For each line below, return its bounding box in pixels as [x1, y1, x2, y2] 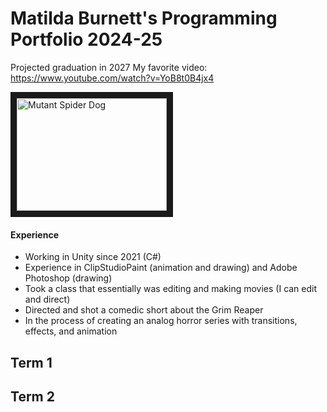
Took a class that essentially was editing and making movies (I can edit [24, 283, 318, 295]
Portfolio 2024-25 [10, 28, 163, 51]
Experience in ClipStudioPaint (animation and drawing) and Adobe [24, 262, 298, 274]
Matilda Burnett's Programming [10, 7, 278, 30]
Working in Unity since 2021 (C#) [24, 251, 162, 263]
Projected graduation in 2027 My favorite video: [10, 61, 208, 73]
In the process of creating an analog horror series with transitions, [24, 315, 298, 327]
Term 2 [10, 388, 55, 405]
